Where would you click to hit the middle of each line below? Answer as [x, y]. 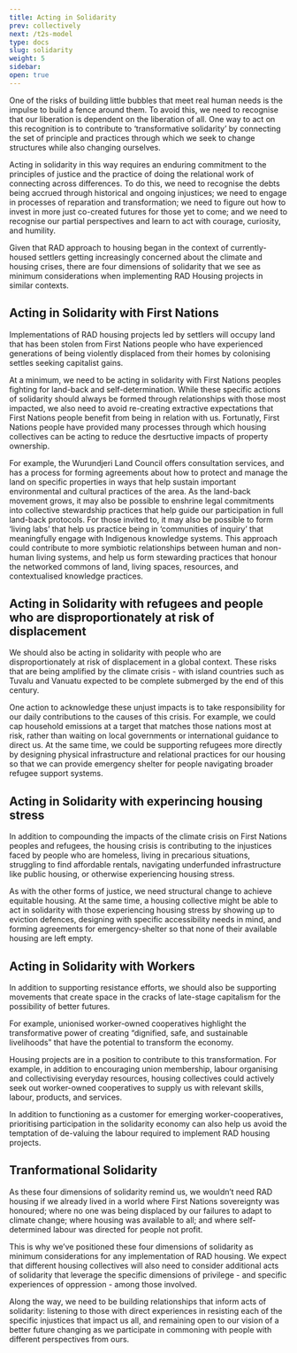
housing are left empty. [51, 938]
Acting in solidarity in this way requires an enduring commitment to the [138, 164]
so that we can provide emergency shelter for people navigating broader [141, 764]
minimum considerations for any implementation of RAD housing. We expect [148, 1256]
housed [23, 257]
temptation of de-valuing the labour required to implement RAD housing [140, 1133]
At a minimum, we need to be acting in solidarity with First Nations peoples [145, 380]
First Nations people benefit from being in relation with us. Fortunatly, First [145, 417]
